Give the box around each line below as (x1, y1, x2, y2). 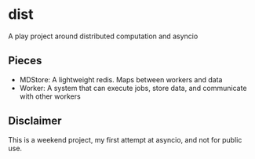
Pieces (8, 54, 42, 67)
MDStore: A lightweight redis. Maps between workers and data (19, 74, 223, 84)
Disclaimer (8, 114, 62, 128)
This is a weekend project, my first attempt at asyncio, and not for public (8, 135, 242, 144)
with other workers (19, 92, 81, 101)
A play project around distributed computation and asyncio (8, 31, 199, 41)
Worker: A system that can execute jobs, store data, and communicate (19, 83, 247, 92)
